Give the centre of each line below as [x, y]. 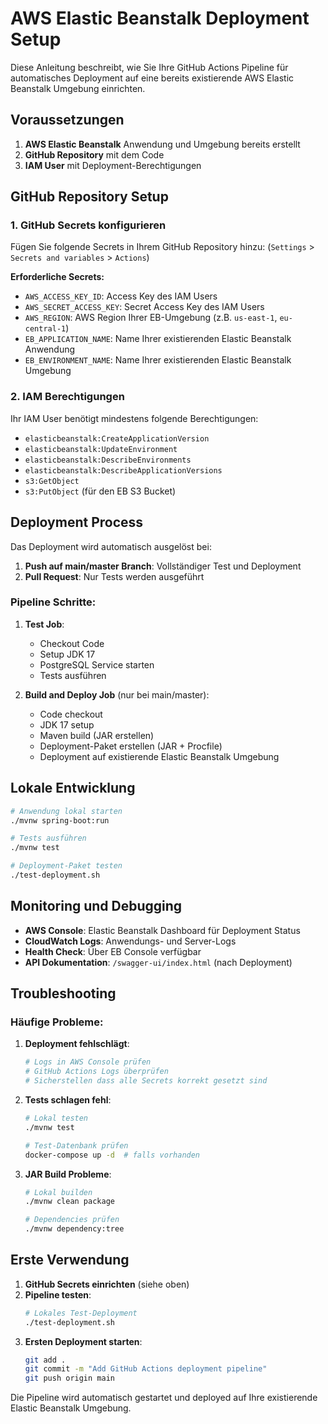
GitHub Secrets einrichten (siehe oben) [107, 1284]
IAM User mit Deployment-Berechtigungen [113, 165]
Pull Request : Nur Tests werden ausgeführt [114, 576]
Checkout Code [72, 643]
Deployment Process [77, 522]
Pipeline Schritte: [53, 602]
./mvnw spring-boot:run [60, 820]
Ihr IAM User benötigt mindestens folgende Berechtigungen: [134, 418]
